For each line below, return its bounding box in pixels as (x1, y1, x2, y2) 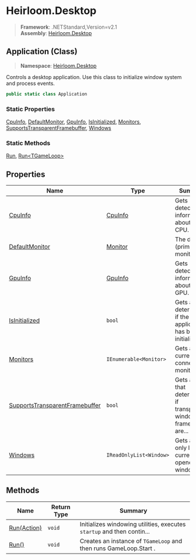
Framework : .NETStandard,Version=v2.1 (20, 23, 117, 30)
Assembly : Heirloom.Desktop (20, 29, 92, 36)
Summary (119, 506, 148, 514)
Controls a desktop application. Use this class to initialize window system (6, 73, 182, 80)
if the (174, 313, 190, 321)
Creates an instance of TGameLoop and (79, 537, 183, 545)
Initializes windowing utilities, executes (79, 520, 186, 528)
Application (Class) (6, 47, 78, 57)
